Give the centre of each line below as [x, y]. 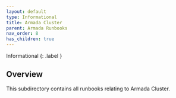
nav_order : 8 [22, 34]
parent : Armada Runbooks [37, 28]
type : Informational [32, 17]
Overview [25, 74]
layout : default [26, 12]
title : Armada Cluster [34, 22]
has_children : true [30, 39]
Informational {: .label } [34, 56]
